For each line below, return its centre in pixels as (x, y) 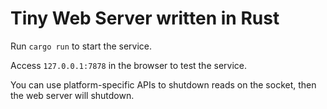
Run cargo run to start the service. (81, 46)
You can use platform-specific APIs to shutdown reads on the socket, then (163, 84)
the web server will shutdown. (72, 95)
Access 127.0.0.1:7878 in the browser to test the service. (128, 65)
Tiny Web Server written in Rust (145, 18)
